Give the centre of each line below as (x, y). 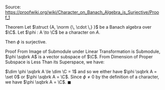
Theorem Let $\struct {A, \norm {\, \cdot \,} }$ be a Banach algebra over (78, 27)
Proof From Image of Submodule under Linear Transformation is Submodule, (83, 51)
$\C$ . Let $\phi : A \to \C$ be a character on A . (53, 32)
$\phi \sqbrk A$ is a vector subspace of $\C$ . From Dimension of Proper (79, 57)
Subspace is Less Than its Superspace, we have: (55, 62)
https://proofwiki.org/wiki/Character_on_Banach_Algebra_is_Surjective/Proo (82, 12)
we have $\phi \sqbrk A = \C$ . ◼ (38, 82)
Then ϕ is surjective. (26, 42)
